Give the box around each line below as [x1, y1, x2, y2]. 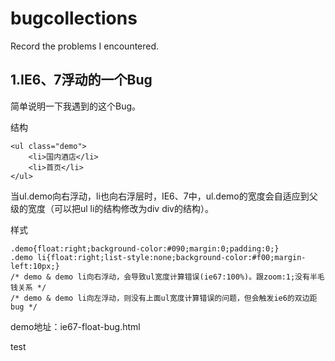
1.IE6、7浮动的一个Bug [10, 72, 153, 89]
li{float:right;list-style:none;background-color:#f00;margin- [36, 252, 307, 262]
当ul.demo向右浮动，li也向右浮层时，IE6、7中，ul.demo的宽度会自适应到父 [10, 190, 318, 202]
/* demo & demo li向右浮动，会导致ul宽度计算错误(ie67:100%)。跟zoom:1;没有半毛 [10, 272, 325, 282]
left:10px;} [10, 261, 60, 271]
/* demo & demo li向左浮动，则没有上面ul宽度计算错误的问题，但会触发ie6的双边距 [10, 293, 318, 303]
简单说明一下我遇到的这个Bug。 [10, 100, 142, 112]
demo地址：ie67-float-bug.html [10, 320, 141, 332]
